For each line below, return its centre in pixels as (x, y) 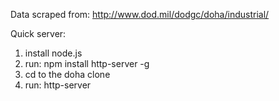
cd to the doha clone (67, 74)
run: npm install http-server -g (87, 63)
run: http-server (58, 85)
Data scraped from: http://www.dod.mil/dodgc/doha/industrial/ (140, 14)
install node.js (53, 53)
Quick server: (38, 33)
